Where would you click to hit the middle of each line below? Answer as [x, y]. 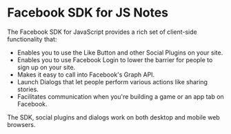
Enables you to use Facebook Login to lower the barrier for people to [115, 59]
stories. [28, 89]
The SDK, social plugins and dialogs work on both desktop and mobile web [114, 117]
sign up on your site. [46, 67]
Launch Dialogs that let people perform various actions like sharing [112, 82]
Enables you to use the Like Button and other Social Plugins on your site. [120, 52]
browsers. [21, 124]
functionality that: [32, 39]
